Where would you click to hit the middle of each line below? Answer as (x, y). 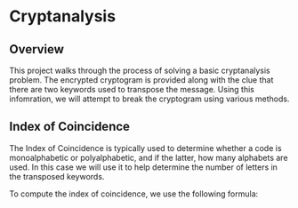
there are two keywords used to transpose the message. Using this (132, 89)
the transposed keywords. (57, 176)
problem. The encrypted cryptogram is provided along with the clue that (141, 80)
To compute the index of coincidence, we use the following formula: (134, 194)
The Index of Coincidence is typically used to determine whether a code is (145, 148)
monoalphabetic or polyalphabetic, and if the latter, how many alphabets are (149, 157)
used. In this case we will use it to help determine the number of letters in (144, 167)
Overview (37, 49)
